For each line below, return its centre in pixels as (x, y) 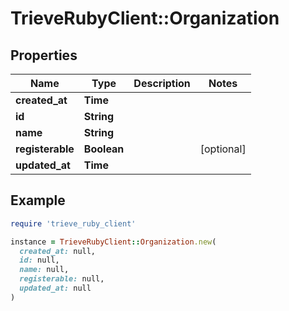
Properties (44, 55)
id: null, (39, 260)
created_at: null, (58, 251)
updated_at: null (55, 288)
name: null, (44, 270)
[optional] (223, 149)
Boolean (104, 149)
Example (38, 200)
